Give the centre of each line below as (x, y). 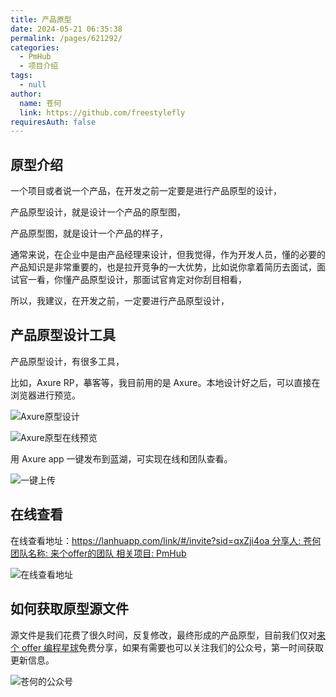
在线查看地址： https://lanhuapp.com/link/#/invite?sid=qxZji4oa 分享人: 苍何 (166, 540)
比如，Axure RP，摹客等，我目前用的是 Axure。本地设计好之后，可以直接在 (165, 382)
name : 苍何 (40, 103)
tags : (21, 76)
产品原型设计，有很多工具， (67, 361)
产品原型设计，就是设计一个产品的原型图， (98, 212)
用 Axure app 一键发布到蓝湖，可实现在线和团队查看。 (121, 458)
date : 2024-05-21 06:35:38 (66, 29)
